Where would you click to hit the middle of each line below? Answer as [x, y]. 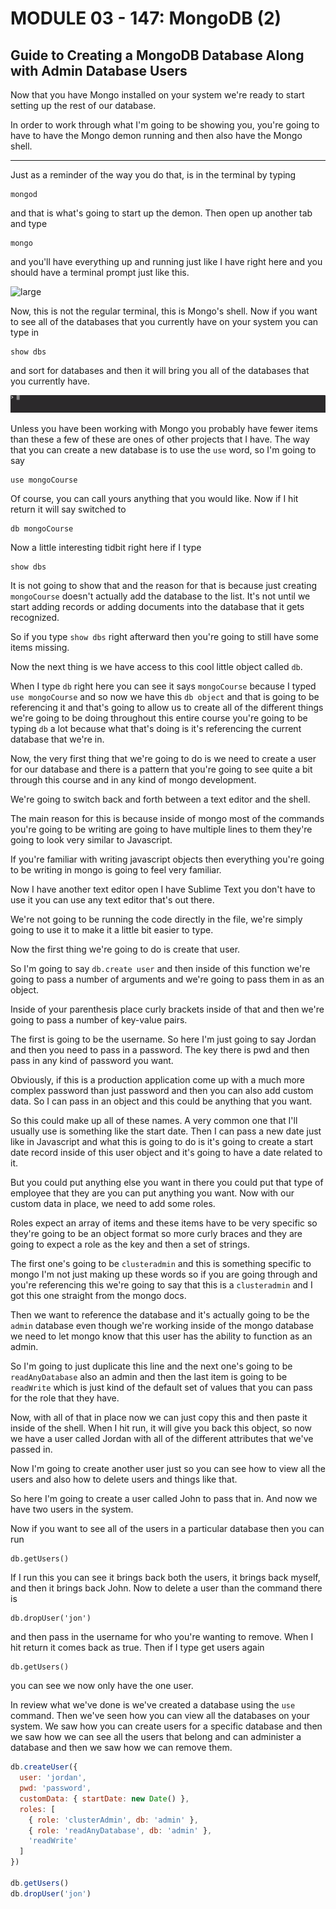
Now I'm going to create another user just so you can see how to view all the [168, 1469]
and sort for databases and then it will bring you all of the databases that [160, 370]
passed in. [31, 1449]
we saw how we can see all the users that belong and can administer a [156, 1737]
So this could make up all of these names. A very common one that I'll [154, 1121]
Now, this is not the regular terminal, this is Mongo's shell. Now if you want [164, 311]
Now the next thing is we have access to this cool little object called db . [156, 667]
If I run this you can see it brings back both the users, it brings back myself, [165, 1578]
